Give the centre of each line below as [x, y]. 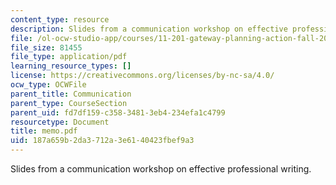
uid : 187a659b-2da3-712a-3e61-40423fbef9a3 [102, 141]
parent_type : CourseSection [69, 103]
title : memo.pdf [44, 131]
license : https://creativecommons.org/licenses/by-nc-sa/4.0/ [142, 76]
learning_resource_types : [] [71, 66]
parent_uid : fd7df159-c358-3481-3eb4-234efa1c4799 [118, 112]
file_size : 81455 [46, 47]
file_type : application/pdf [69, 57]
